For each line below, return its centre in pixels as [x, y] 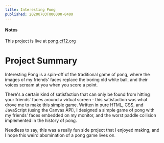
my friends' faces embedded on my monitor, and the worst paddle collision [81, 115]
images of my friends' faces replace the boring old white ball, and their [77, 80]
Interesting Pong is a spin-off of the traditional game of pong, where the [78, 74]
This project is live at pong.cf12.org [41, 41]
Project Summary [41, 61]
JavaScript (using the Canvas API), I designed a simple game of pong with [80, 110]
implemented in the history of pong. [41, 120]
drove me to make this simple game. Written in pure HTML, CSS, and [74, 105]
